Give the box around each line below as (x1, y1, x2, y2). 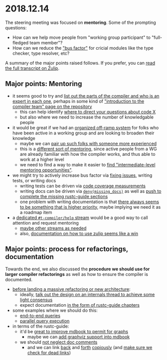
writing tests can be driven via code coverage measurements (19, 183, 146, 189)
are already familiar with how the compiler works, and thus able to (19, 151, 156, 157)
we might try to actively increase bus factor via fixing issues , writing (12, 172, 153, 178)
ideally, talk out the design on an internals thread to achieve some (19, 291, 155, 297)
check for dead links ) (27, 350, 71, 356)
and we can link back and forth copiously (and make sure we (27, 344, 153, 350)
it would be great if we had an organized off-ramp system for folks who (12, 124, 159, 130)
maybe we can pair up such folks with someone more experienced (19, 140, 157, 146)
